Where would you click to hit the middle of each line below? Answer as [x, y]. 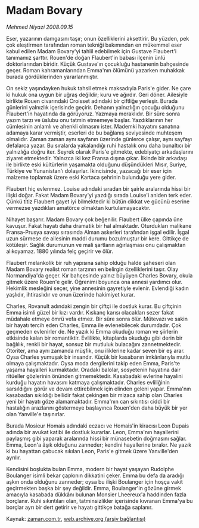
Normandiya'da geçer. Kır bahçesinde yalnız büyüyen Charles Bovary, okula [99, 275]
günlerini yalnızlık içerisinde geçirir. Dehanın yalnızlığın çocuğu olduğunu [95, 107]
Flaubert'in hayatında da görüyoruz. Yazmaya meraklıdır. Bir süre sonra [93, 114]
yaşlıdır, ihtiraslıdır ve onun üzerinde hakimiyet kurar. [71, 294]
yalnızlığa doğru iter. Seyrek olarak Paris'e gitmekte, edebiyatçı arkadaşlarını [100, 152]
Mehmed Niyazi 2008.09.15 [40, 27]
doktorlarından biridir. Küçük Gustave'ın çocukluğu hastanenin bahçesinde [97, 64]
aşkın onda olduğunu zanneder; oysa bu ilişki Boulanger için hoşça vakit [95, 481]
